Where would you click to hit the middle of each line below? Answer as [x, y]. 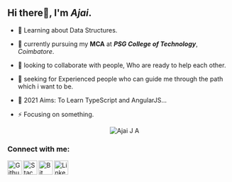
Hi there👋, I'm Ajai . [50, 13]
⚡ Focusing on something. [56, 114]
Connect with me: [39, 149]
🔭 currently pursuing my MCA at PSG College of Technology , [108, 44]
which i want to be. [45, 86]
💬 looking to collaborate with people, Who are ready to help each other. [122, 65]
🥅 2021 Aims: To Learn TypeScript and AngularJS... [92, 100]
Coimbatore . [36, 51]
